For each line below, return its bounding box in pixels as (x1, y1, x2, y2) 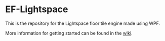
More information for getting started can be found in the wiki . (5, 30, 133, 36)
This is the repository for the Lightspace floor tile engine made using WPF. (5, 20, 160, 26)
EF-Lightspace (5, 4, 68, 15)
